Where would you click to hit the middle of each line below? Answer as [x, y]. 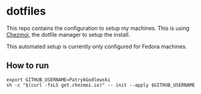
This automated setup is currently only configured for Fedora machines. [97, 46]
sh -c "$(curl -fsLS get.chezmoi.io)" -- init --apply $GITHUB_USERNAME [101, 85]
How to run [28, 66]
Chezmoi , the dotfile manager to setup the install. [68, 34]
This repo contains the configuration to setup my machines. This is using [98, 28]
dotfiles [26, 11]
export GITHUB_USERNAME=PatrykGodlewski [59, 80]
